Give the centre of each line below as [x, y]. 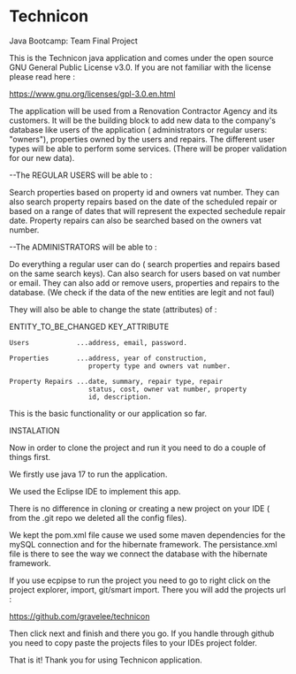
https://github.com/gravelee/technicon [80, 616]
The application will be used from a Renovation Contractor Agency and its [144, 111]
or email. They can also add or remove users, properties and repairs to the [144, 283]
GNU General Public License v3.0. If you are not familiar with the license [140, 67]
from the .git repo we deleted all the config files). [98, 517]
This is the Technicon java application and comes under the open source [141, 57]
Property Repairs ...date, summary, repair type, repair [116, 381]
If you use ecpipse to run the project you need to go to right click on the [140, 580]
